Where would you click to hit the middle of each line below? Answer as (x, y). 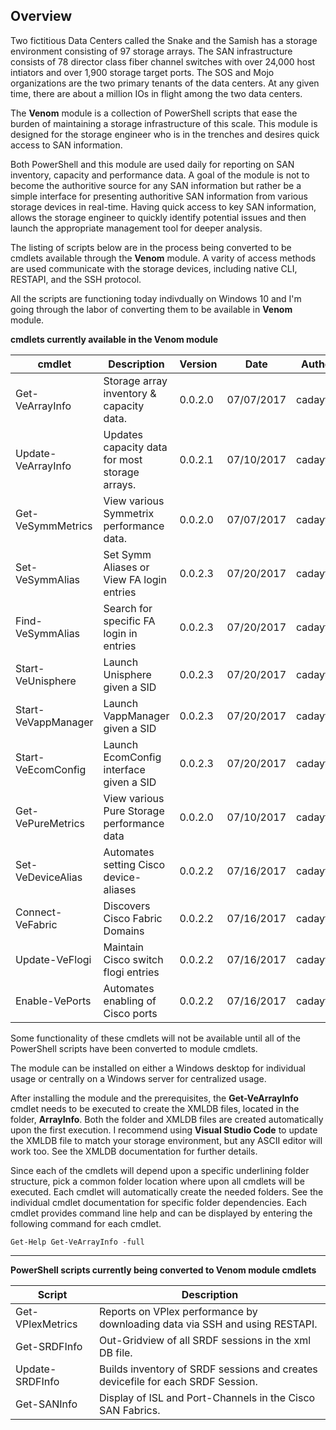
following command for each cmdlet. (86, 1223)
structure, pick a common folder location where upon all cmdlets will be (157, 1181)
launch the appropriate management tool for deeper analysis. (136, 228)
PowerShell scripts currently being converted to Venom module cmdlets (163, 1270)
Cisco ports (130, 1013)
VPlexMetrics (46, 1324)
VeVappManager (54, 722)
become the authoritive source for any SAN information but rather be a (156, 185)
